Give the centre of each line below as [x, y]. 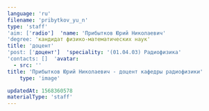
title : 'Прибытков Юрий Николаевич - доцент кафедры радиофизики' [105, 71]
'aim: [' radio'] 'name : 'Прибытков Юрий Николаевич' [87, 33]
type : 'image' [40, 78]
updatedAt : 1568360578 [40, 91]
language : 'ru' [29, 14]
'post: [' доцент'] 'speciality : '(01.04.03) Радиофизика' [94, 53]
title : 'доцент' [31, 46]
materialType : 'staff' [40, 97]
